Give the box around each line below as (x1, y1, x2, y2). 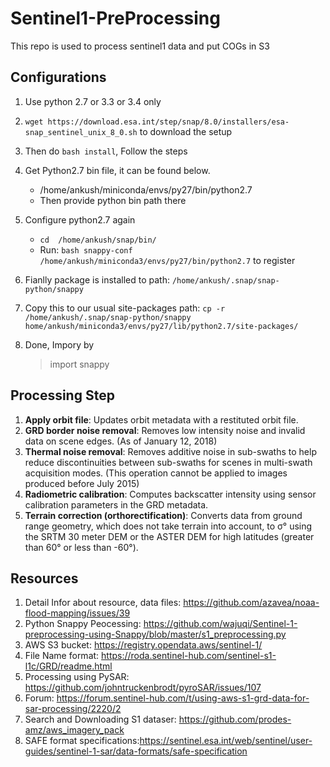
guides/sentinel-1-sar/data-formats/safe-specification (24, 745, 248, 757)
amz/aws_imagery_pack (24, 724, 125, 736)
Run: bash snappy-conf (39, 243, 133, 256)
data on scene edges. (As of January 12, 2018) (24, 435, 218, 447)
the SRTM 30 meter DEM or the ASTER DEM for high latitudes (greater (24, 530, 315, 542)
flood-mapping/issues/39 (24, 607, 131, 619)
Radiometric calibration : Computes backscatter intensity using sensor (24, 488, 317, 500)
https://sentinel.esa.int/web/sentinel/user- (139, 735, 313, 747)
